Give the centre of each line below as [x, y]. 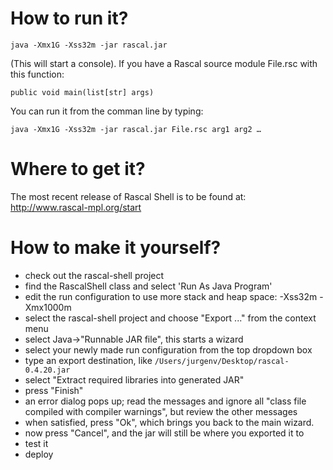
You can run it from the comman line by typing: [107, 111]
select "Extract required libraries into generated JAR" [134, 379]
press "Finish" [54, 390]
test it [36, 443]
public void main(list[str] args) [82, 92]
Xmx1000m [48, 307]
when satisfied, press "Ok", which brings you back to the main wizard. [169, 422]
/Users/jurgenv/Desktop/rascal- [222, 361]
